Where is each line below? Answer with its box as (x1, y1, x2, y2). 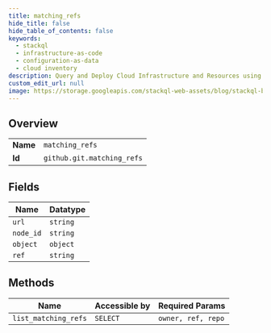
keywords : (8, 34, 42, 43)
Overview (8, 116, 59, 130)
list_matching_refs (12, 314, 87, 323)
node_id (12, 229, 42, 238)
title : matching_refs (8, 11, 81, 20)
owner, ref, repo (158, 314, 225, 323)
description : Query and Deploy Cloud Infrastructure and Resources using (8, 72, 262, 80)
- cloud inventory (15, 65, 78, 73)
